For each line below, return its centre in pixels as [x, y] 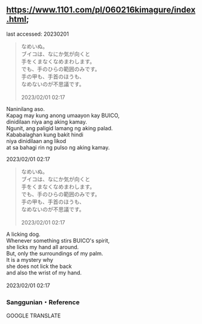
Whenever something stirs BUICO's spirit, [58, 240]
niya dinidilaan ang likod [36, 141]
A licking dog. [23, 234]
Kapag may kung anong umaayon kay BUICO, [63, 115]
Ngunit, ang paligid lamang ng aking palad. [60, 128]
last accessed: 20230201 [38, 34]
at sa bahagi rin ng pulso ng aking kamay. [58, 147]
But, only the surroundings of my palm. [55, 253]
